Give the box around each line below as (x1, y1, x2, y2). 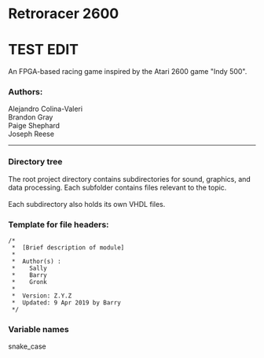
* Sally (11, 264, 47, 272)
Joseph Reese (8, 129, 55, 138)
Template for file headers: (8, 219, 109, 230)
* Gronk (11, 279, 47, 286)
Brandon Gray (8, 113, 53, 122)
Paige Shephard (8, 121, 60, 131)
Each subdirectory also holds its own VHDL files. (8, 199, 166, 209)
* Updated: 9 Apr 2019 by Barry (11, 299, 122, 307)
